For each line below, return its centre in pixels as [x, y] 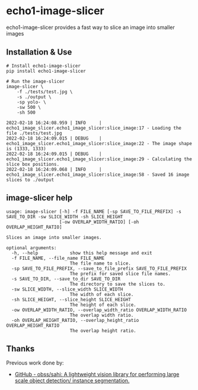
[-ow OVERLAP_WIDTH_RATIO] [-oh [99, 222]
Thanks [20, 348]
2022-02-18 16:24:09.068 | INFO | [54, 169]
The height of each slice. [103, 305]
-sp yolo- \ [31, 102]
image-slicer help [39, 198]
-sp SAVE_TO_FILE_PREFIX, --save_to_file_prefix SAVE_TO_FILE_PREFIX [99, 268]
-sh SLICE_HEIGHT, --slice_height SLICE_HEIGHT [71, 299]
